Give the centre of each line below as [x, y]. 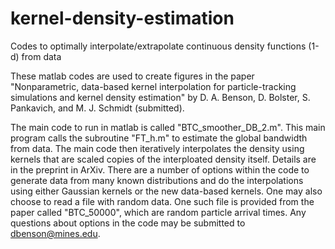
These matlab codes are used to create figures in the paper [132, 76]
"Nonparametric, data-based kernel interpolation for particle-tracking [153, 86]
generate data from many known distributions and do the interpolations [157, 180]
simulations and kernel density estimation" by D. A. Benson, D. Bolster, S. [160, 97]
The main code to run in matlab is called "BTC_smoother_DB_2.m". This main [168, 127]
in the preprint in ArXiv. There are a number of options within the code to [160, 169]
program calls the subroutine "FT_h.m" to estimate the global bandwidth [159, 138]
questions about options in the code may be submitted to [128, 223]
